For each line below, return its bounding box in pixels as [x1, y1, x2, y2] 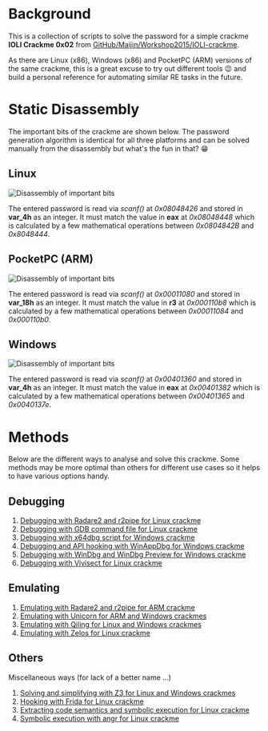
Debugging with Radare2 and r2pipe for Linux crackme [19, 516, 202, 525]
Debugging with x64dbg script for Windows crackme [19, 533, 195, 542]
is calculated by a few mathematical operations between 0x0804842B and [8, 221, 254, 230]
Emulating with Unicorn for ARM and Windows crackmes [19, 611, 207, 621]
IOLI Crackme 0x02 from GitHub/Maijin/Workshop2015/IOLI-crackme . [8, 39, 240, 49]
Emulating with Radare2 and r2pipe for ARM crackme [19, 602, 196, 612]
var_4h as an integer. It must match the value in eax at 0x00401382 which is [8, 383, 261, 393]
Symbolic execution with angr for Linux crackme [19, 713, 180, 723]
